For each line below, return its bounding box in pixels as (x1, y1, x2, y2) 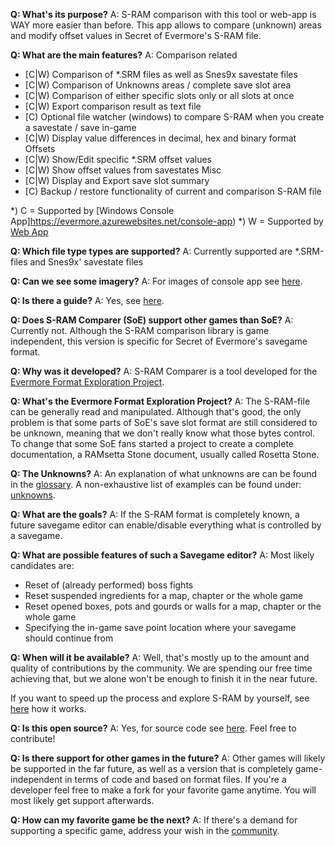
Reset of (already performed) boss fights (24, 579, 194, 591)
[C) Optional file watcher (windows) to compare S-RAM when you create (24, 111, 325, 123)
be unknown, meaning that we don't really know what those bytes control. (10, 427, 315, 439)
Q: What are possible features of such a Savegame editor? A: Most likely (10, 549, 315, 561)
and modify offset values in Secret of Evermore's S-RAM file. (10, 30, 262, 41)
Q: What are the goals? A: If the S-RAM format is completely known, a (10, 509, 300, 520)
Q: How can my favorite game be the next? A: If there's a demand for (10, 814, 298, 826)
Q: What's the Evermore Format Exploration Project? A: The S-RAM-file (10, 395, 311, 407)
